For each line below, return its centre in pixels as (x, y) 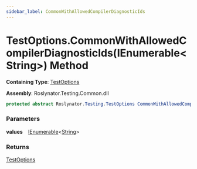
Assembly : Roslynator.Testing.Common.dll (58, 93)
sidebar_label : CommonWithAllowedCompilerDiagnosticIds (76, 11)
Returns (18, 147)
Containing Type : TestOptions (43, 82)
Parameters (23, 119)
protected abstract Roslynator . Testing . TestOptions (70, 104)
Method (69, 65)
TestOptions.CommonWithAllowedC (96, 40)
